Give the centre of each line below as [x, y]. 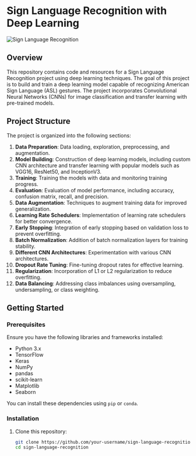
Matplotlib [27, 386]
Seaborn [25, 392]
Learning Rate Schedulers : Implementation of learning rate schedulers [100, 215]
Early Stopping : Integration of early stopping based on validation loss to [102, 227]
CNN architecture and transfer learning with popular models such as [97, 165]
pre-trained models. [31, 103]
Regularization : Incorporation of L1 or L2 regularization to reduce [93, 271]
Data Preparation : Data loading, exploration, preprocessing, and [92, 147]
